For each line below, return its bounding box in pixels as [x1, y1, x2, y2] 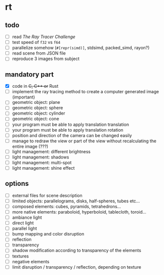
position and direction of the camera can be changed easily [12, 132, 132, 138]
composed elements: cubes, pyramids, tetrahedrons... [12, 203, 121, 209]
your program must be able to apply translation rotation [12, 127, 123, 133]
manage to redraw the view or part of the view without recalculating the [12, 138, 157, 144]
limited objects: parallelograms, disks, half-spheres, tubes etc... [12, 198, 140, 204]
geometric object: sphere [12, 105, 63, 111]
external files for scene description [12, 192, 82, 198]
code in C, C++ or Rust [12, 83, 59, 89]
